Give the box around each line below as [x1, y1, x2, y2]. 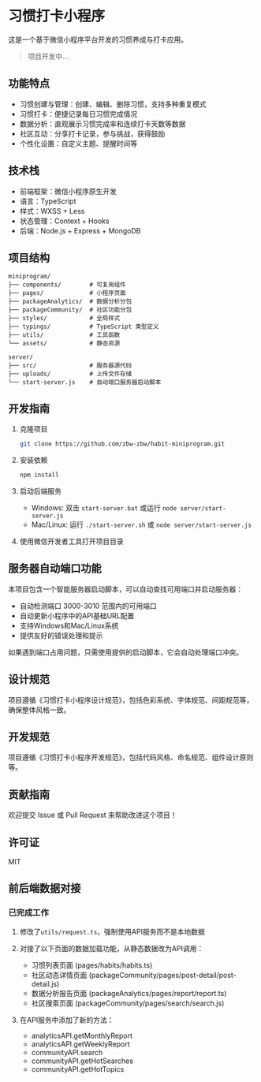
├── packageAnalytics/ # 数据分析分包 [8, 297, 132, 306]
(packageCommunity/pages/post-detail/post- [88, 970, 237, 979]
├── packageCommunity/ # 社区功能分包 [8, 306, 132, 314]
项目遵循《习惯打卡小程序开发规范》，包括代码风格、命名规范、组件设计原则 [8, 752, 254, 762]
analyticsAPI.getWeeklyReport [31, 1039, 130, 1049]
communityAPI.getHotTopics [31, 1064, 125, 1073]
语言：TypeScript [19, 196, 76, 206]
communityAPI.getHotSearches [31, 1056, 134, 1065]
